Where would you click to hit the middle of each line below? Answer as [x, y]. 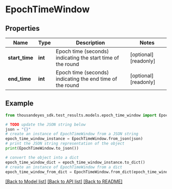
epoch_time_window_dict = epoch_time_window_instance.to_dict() [75, 162]
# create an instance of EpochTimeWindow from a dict [64, 167]
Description [91, 43]
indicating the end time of [87, 79]
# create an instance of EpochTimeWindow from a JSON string [72, 134]
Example [19, 103]
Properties [23, 28]
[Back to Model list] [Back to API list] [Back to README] [64, 182]
